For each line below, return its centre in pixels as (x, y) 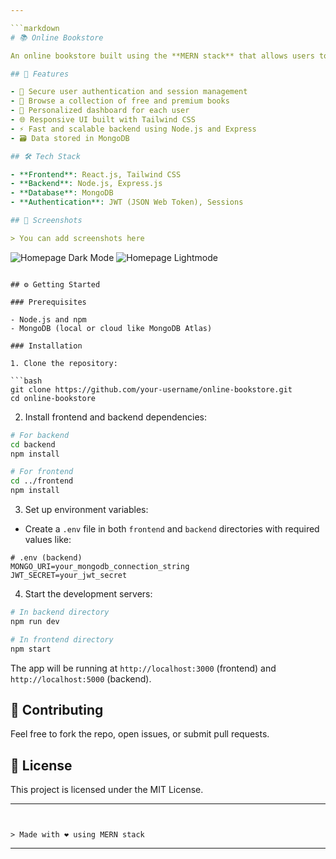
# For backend (40, 435)
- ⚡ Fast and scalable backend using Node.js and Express (133, 129)
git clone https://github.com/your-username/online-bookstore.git (151, 389)
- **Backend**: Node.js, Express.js (86, 184)
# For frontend (42, 472)
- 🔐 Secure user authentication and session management (129, 92)
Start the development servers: (88, 594)
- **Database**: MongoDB (62, 193)
